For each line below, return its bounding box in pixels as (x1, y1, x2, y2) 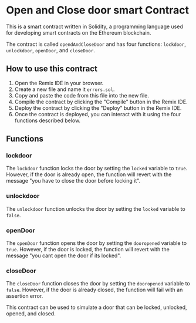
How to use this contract (6, 64, 98, 74)
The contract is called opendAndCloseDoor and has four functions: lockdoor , (6, 41, 186, 48)
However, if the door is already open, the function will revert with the (6, 171, 172, 178)
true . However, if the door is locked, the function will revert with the (6, 246, 170, 253)
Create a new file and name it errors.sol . (14, 86, 115, 93)
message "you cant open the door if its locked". (6, 252, 121, 259)
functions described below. (14, 117, 81, 124)
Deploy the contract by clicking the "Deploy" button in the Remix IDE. (14, 104, 182, 112)
